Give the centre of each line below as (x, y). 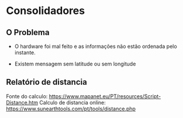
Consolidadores (46, 11)
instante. (25, 53)
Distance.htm (22, 102)
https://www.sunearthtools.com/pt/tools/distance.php (71, 109)
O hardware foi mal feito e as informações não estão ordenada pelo (96, 46)
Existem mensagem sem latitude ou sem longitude (75, 64)
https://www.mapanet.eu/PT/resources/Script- (105, 96)
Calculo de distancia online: (72, 102)
